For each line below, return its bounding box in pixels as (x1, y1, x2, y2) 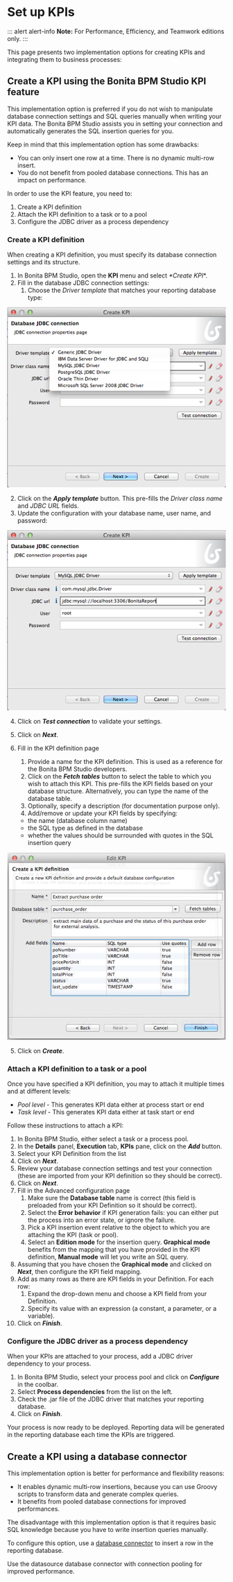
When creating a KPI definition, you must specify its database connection (7, 250, 217, 259)
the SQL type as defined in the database (27, 824, 144, 832)
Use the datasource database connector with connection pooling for (7, 1560, 202, 1568)
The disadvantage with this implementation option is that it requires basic (7, 1518, 216, 1526)
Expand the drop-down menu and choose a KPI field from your (27, 1290, 207, 1298)
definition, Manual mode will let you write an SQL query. (27, 1253, 189, 1261)
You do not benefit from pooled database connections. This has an (17, 168, 209, 177)
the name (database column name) (27, 816, 128, 824)
